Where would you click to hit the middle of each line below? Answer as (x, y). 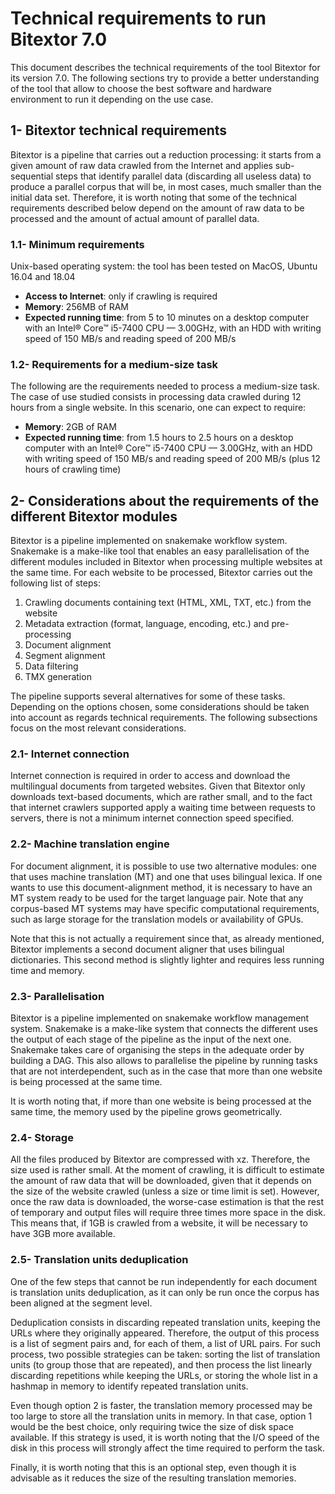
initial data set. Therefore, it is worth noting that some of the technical (153, 197)
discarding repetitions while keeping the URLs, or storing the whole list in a (164, 1375)
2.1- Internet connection (70, 754)
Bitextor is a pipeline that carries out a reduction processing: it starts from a (166, 154)
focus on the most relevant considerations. (98, 728)
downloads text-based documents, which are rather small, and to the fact (161, 797)
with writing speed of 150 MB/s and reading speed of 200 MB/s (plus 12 (172, 459)
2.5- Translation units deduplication (99, 1260)
